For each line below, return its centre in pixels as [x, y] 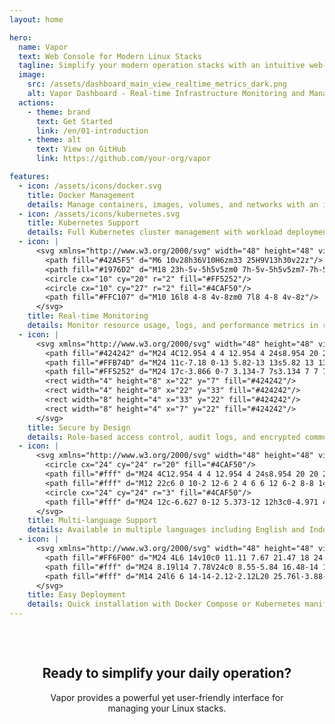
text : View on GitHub [81, 149]
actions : [36, 102]
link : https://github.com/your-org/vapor [123, 159]
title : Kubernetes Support [83, 223]
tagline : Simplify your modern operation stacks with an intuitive [162, 66]
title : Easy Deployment [77, 595]
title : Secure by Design [79, 427]
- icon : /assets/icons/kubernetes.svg [99, 214]
